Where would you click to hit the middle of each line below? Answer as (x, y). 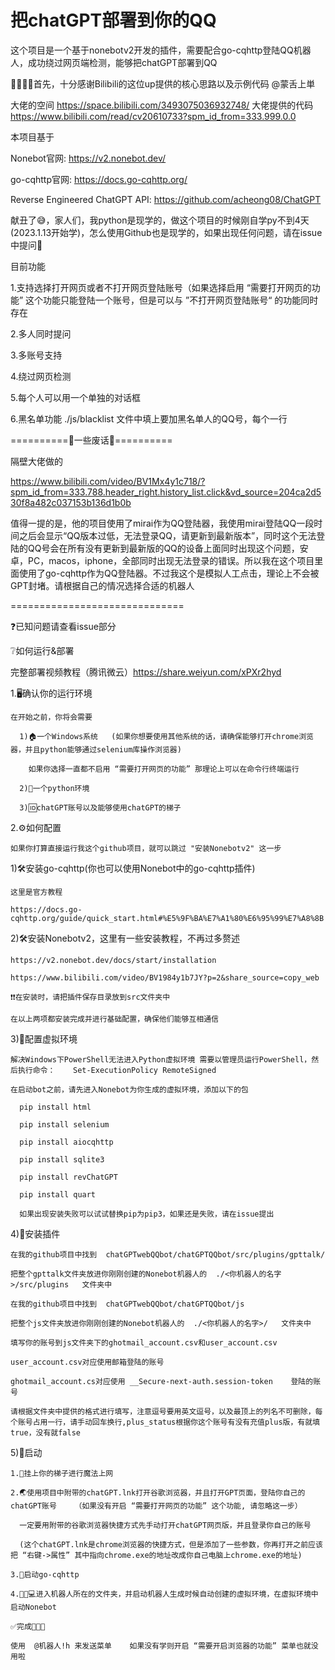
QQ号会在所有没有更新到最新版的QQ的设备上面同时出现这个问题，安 (168, 548)
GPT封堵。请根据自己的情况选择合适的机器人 (102, 585)
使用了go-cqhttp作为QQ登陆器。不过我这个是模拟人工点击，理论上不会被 (169, 573)
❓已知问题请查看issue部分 (63, 626)
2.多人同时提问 (41, 333)
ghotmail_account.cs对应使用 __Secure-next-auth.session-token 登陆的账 (166, 1381)
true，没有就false (45, 1432)
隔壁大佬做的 (36, 461)
